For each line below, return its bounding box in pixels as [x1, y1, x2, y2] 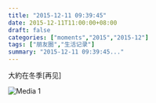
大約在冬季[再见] [8, 71, 62, 79]
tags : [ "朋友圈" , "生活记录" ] [8, 41, 96, 49]
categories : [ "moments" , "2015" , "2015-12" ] [8, 33, 149, 42]
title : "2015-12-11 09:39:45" [8, 11, 107, 20]
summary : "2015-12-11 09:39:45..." [8, 48, 125, 56]
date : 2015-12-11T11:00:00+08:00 [8, 19, 118, 27]
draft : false [8, 26, 51, 34]
